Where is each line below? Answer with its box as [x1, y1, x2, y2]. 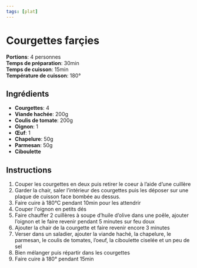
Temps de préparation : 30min [6, 59, 79, 66]
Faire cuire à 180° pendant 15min [14, 256, 94, 263]
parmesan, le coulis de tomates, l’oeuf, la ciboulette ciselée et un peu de [14, 237, 190, 244]
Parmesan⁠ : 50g [14, 142, 53, 149]
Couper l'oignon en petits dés [14, 206, 87, 213]
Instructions [6, 165, 52, 175]
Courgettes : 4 [14, 104, 50, 111]
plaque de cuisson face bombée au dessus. [14, 193, 121, 200]
